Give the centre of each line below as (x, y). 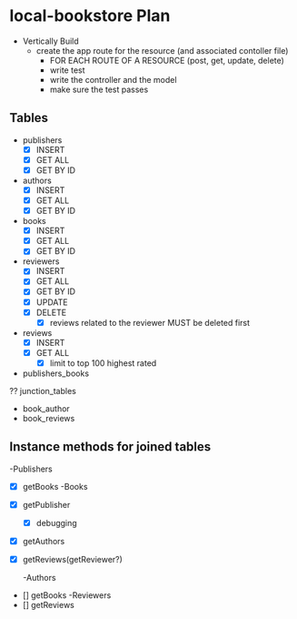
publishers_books (55, 373)
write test (67, 70)
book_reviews (49, 418)
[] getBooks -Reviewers (67, 595)
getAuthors (44, 541)
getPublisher (46, 504)
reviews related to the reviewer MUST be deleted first (150, 322)
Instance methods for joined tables (110, 447)
